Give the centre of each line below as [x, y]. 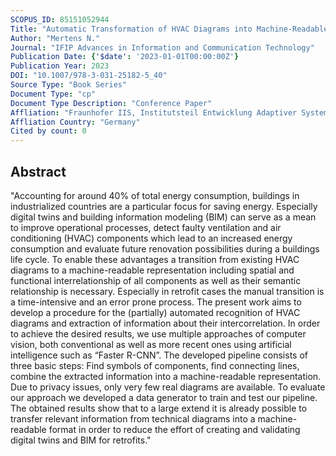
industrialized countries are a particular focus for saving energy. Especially [164, 206]
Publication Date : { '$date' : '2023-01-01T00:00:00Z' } [125, 57]
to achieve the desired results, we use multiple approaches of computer [158, 333]
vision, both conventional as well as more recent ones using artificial [151, 344]
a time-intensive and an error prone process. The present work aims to [156, 302]
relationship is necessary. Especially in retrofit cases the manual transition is [167, 291]
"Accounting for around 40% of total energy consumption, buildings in [155, 195]
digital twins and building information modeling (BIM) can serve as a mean [163, 217]
